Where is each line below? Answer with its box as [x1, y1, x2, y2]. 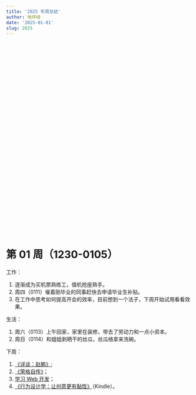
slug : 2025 [6, 25, 33, 31]
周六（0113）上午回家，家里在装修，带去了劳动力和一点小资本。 [14, 328, 170, 335]
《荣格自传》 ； [14, 368, 49, 375]
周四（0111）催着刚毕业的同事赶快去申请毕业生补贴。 [14, 288, 143, 295]
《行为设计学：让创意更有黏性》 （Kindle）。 [14, 383, 118, 390]
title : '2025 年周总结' [6, 8, 61, 15]
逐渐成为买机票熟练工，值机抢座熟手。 [14, 281, 108, 288]
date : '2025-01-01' [6, 19, 54, 25]
